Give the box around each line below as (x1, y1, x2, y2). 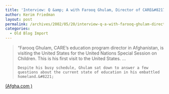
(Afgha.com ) (5, 83, 33, 89)
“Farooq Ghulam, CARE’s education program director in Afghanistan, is (17, 45, 164, 51)
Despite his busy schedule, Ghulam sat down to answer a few (17, 65, 149, 70)
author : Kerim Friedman (5, 12, 55, 17)
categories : (5, 26, 30, 31)
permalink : (5, 21, 28, 27)
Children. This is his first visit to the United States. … (17, 56, 126, 61)
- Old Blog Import (10, 31, 49, 36)
